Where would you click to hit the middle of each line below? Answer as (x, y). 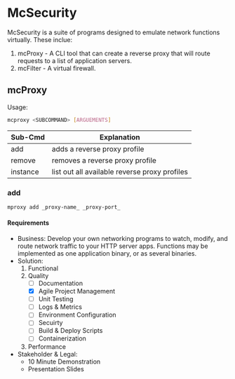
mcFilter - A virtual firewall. (56, 68)
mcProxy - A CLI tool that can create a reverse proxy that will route (114, 53)
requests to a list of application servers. (74, 60)
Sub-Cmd (28, 137)
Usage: (18, 107)
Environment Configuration (78, 315)
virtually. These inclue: (40, 39)
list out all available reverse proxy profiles (120, 172)
